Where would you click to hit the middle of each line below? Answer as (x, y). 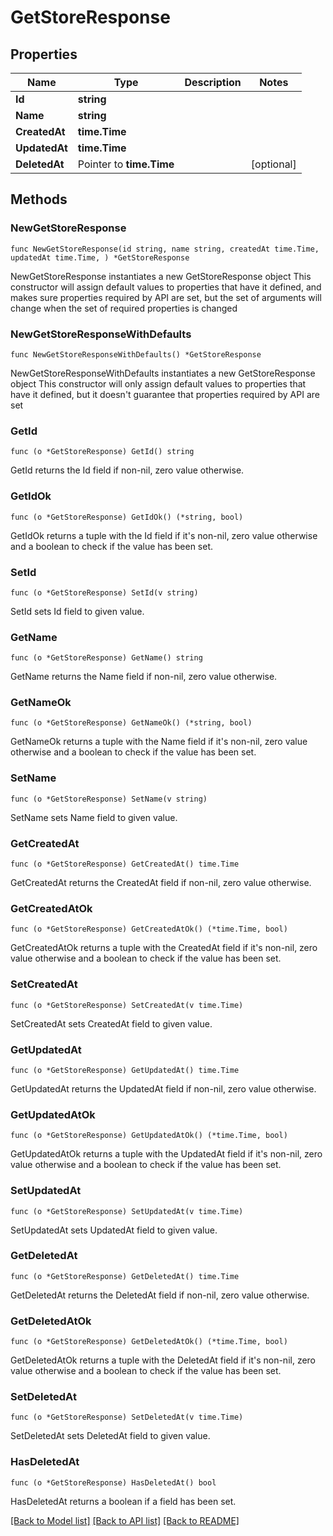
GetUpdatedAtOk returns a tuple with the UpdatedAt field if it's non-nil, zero (166, 1154)
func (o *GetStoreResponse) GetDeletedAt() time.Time (125, 1276)
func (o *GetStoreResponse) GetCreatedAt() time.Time (125, 864)
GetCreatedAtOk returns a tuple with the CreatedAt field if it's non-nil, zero (164, 948)
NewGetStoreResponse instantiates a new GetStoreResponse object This (161, 276)
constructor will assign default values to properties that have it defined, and (166, 287)
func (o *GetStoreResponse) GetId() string (102, 452)
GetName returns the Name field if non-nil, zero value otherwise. (144, 677)
